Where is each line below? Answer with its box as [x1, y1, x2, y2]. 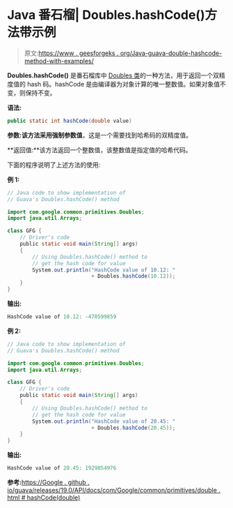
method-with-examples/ [24, 57, 94, 65]
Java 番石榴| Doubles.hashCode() [7, 7, 205, 23]
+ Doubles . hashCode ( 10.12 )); [91, 273, 176, 280]
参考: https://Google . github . [7, 478, 90, 486]
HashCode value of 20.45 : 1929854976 [7, 465, 117, 472]
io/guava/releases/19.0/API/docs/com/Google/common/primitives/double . [7, 486, 221, 495]
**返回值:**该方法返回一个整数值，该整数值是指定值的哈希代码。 [7, 145, 193, 154]
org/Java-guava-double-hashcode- [120, 49, 223, 57]
